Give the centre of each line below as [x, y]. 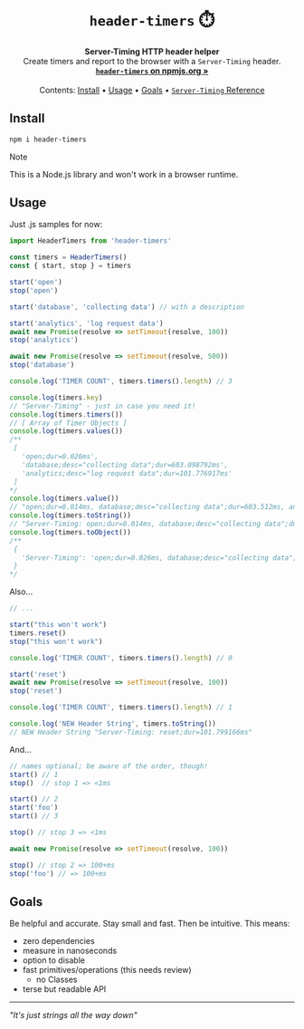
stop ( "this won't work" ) [56, 641]
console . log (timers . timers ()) [66, 414]
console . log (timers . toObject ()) [70, 532]
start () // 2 [34, 799]
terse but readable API [64, 989]
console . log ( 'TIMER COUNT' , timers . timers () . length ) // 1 [121, 707]
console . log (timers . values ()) [66, 431]
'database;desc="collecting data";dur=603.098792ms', [125, 465]
